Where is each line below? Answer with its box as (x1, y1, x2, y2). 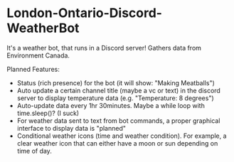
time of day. (16, 146, 53, 155)
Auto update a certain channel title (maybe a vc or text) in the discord (16, 86, 221, 94)
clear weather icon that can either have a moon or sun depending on (16, 139, 218, 147)
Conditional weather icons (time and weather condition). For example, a (16, 131, 227, 140)
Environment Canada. (6, 51, 70, 60)
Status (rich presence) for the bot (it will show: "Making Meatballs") (16, 78, 215, 87)
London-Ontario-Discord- (6, 5, 163, 21)
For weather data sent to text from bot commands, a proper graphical (16, 116, 220, 125)
